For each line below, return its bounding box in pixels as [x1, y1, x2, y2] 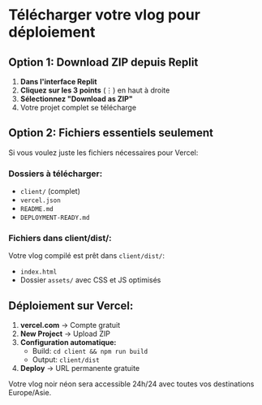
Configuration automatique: [19, 338, 117, 347]
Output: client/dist [32, 355, 100, 364]
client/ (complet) [19, 187, 81, 196]
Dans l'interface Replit [19, 77, 97, 86]
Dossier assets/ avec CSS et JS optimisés [19, 275, 161, 285]
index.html [19, 268, 58, 277]
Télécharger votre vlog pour [8, 6, 201, 24]
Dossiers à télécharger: [8, 168, 103, 179]
